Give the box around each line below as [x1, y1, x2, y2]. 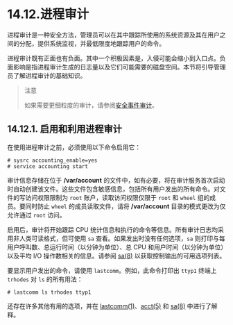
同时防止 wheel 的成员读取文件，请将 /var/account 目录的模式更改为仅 [25, 202, 226, 210]
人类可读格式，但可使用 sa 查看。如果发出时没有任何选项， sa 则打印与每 [19, 234, 225, 242]
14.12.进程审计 [7, 6, 89, 22]
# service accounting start [7, 162, 89, 170]
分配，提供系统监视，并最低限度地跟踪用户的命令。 [19, 39, 165, 47]
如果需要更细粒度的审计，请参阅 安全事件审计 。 [24, 101, 158, 109]
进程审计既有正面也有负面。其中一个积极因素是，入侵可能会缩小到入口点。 [7, 53, 220, 62]
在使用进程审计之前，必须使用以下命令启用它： [7, 143, 141, 151]
